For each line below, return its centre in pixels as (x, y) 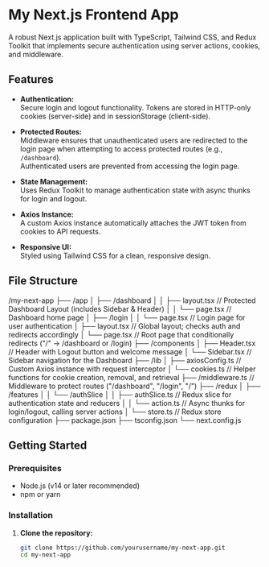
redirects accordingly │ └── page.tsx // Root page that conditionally (121, 334)
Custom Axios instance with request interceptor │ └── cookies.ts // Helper (132, 369)
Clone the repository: (56, 532)
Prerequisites (35, 468)
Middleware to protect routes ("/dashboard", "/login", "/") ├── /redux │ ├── (134, 386)
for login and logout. (53, 198)
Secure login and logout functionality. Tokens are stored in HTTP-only (135, 107)
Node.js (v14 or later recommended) (80, 486)
